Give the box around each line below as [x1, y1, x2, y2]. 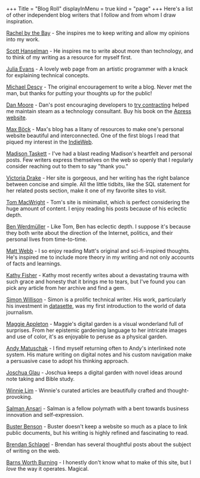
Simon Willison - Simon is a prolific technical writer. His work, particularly [6, 296, 186, 303]
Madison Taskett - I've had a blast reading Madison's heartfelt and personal [6, 150, 192, 157]
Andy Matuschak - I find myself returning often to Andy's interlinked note [6, 344, 186, 352]
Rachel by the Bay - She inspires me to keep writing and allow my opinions [6, 29, 190, 37]
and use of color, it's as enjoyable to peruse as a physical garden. [6, 333, 168, 340]
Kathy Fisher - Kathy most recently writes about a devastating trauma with [6, 272, 189, 279]
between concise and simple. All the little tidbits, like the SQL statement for [6, 181, 190, 187]
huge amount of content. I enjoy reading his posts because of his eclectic [6, 205, 187, 212]
